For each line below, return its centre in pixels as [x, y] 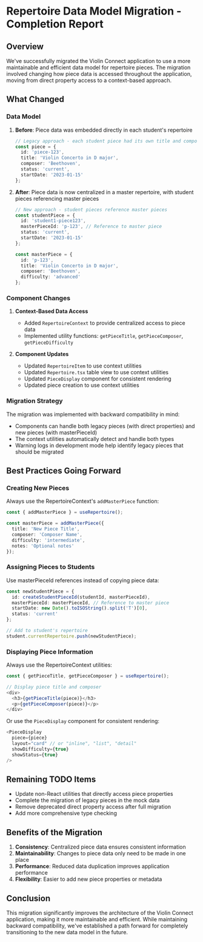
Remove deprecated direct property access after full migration [93, 807]
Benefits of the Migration [55, 832]
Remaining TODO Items [51, 779]
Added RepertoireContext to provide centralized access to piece [105, 323]
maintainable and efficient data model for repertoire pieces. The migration [98, 67]
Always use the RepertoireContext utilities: [59, 665]
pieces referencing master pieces [57, 198]
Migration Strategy [35, 401]
